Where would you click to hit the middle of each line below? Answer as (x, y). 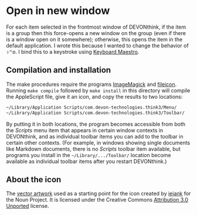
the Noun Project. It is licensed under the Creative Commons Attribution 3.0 (97, 200)
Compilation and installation (59, 70)
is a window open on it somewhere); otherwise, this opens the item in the (94, 39)
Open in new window (58, 11)
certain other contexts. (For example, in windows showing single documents (98, 143)
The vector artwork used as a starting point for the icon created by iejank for (98, 193)
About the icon (34, 179)
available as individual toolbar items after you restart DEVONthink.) (86, 161)
